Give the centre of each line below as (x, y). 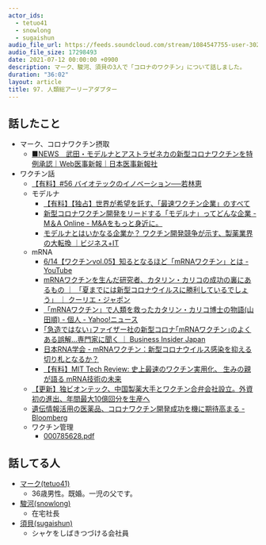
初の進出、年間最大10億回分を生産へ (91, 399)
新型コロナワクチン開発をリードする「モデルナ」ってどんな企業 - (150, 213)
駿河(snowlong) (45, 503)
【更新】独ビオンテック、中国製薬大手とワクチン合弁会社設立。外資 (142, 389)
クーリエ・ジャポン (99, 300)
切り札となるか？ (71, 359)
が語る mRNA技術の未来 (82, 379)
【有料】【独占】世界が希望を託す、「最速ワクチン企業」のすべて (147, 204)
